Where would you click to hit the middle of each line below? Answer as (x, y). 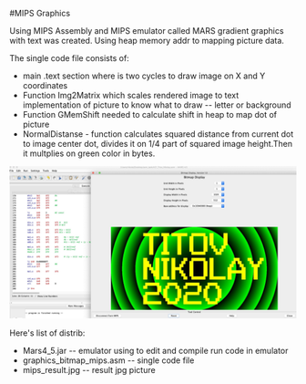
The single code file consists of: (69, 58)
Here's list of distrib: (47, 333)
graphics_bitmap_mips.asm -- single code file (108, 360)
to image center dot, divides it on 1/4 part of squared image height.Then (158, 144)
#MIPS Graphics (40, 13)
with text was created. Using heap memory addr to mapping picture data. (147, 41)
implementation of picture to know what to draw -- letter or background (157, 105)
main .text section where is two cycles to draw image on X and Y (144, 76)
